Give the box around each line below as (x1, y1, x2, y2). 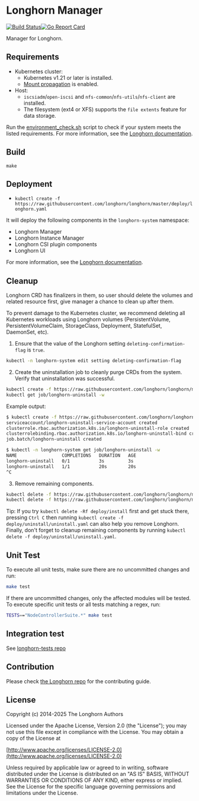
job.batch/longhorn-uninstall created (6, 436, 102, 442)
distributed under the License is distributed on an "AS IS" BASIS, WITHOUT (6, 771, 190, 778)
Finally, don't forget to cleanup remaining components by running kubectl (6, 527, 186, 534)
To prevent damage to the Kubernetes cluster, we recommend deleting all (6, 310, 185, 317)
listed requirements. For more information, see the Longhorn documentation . (6, 130, 193, 137)
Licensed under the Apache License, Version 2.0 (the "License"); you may (6, 722, 187, 729)
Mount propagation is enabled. (23, 80, 99, 87)
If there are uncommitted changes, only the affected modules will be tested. (6, 595, 191, 601)
